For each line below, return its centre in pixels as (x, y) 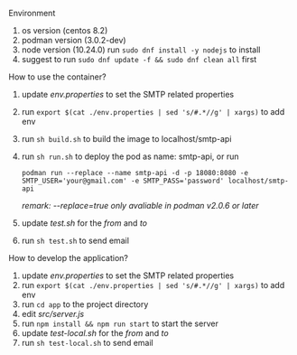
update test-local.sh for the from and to (95, 333)
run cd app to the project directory (85, 304)
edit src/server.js (53, 314)
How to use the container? (57, 77)
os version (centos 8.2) (65, 30)
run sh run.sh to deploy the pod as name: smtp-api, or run (130, 156)
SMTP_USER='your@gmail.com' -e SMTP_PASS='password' (123, 181)
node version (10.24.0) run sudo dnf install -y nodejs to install (141, 50)
